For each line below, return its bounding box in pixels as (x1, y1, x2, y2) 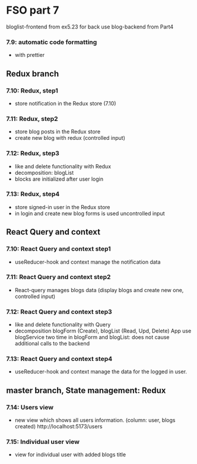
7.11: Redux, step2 (6, 114, 58, 123)
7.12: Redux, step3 (6, 149, 59, 158)
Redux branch (6, 69, 59, 79)
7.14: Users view (6, 403, 54, 411)
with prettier (14, 52, 45, 59)
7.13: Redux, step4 (6, 190, 60, 199)
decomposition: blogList (14, 169, 74, 176)
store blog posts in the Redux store (14, 128, 101, 135)
